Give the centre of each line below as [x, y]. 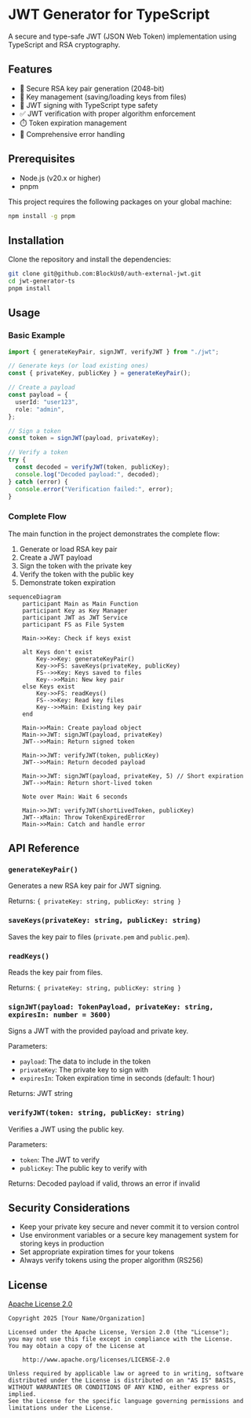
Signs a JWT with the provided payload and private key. [98, 1031]
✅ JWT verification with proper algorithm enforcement [107, 113]
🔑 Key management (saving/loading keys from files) [103, 97]
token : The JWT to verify [60, 1160]
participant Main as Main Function [80, 604]
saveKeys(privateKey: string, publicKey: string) [105, 920]
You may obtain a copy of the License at [77, 1346]
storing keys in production [62, 1244]
